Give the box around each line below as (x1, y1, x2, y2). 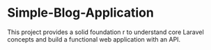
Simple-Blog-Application (7, 5, 155, 21)
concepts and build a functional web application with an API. (7, 35, 181, 43)
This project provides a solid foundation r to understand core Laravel (7, 28, 204, 36)
